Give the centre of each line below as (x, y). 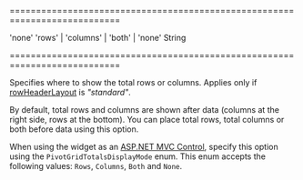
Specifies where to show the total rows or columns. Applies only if (133, 82)
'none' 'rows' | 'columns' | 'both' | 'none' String (98, 38)
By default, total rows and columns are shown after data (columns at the (145, 110)
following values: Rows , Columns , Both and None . (96, 166)
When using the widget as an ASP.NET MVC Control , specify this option (144, 147)
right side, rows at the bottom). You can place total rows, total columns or (147, 120)
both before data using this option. (74, 129)
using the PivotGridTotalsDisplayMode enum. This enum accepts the (138, 156)
